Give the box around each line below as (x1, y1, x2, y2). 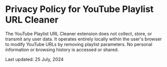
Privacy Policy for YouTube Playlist (5, 3, 154, 15)
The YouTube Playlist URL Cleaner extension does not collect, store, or (5, 30, 152, 36)
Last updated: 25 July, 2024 (5, 56, 64, 62)
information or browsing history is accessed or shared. (5, 46, 119, 52)
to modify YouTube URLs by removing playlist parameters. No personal (5, 41, 152, 47)
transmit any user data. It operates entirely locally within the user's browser (5, 36, 162, 42)
